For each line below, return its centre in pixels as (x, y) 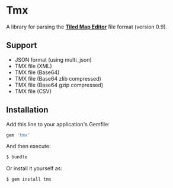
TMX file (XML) (33, 66)
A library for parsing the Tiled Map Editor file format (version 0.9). (87, 27)
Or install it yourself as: (34, 168)
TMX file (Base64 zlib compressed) (58, 78)
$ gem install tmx (29, 179)
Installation (27, 110)
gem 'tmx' (18, 135)
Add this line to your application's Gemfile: (58, 124)
